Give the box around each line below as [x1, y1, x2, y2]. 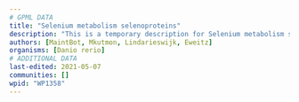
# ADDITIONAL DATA [9, 54, 77, 63]
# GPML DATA [9, 12, 53, 22]
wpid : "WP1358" [9, 79, 66, 88]
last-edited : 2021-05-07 [9, 63, 101, 72]
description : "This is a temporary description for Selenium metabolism [9, 29, 285, 38]
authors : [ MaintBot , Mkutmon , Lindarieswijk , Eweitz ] [9, 37, 214, 47]
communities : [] [9, 71, 69, 80]
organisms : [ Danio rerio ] [9, 46, 105, 55]
